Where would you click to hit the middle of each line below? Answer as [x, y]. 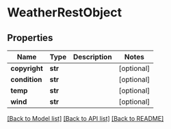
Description [92, 57]
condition [26, 80]
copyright [27, 68]
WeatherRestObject [65, 13]
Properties [30, 38]
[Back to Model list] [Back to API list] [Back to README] [85, 118]
